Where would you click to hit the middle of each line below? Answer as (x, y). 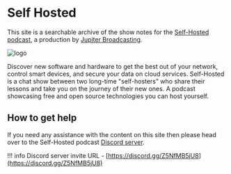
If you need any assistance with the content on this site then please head (112, 134)
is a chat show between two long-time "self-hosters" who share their (106, 81)
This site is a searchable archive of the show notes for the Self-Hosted (108, 32)
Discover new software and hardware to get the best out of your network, (112, 66)
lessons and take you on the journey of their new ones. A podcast (102, 88)
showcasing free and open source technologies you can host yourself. (108, 96)
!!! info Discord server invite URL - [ (58, 155)
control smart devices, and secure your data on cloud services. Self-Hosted (116, 74)
